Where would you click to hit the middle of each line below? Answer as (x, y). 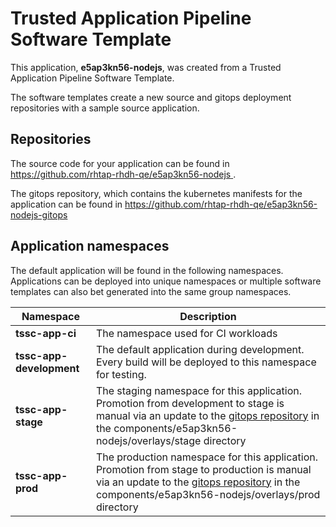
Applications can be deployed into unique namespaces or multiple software (166, 281)
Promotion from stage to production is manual (203, 469)
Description (208, 316)
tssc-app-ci (46, 333)
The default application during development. (200, 349)
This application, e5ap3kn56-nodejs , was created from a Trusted (146, 67)
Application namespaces (90, 246)
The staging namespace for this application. (198, 390)
